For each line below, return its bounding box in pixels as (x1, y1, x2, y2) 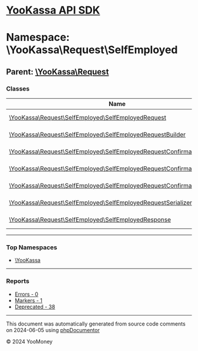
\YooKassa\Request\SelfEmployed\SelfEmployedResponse (9, 215, 171, 224)
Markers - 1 (14, 297, 42, 304)
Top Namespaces (6, 243, 58, 252)
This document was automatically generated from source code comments (6, 320, 186, 327)
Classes (6, 84, 30, 92)
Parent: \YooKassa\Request (6, 66, 109, 77)
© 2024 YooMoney (6, 338, 53, 345)
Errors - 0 (14, 291, 38, 298)
